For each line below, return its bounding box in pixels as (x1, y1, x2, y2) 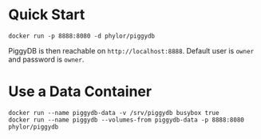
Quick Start (8, 6, 85, 24)
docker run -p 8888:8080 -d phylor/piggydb (8, 32, 156, 40)
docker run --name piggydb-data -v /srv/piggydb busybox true (8, 109, 219, 117)
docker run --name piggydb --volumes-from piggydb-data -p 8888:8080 (8, 116, 245, 124)
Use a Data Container (8, 82, 152, 101)
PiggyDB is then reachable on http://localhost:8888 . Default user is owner (8, 46, 254, 55)
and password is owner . (8, 54, 85, 64)
